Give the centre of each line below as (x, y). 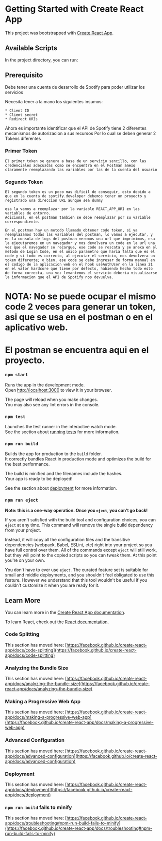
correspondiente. (23, 222)
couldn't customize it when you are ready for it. (52, 585)
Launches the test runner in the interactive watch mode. (61, 427)
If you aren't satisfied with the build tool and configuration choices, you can (81, 519)
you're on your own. (25, 560)
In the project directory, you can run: (41, 60)
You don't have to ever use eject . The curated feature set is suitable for (77, 570)
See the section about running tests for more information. (62, 432)
